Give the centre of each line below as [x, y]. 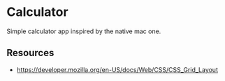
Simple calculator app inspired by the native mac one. [84, 31]
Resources [30, 53]
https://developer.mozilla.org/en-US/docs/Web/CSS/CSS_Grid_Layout [117, 69]
